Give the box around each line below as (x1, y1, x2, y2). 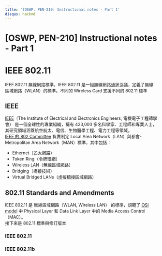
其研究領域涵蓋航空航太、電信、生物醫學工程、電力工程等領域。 (5, 128, 132, 133)
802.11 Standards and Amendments (5, 189, 115, 197)
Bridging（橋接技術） (12, 168, 55, 174)
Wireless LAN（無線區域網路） (12, 162, 74, 168)
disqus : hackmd (5, 12, 36, 16)
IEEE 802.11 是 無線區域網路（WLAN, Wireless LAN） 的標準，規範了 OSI (5, 202, 149, 208)
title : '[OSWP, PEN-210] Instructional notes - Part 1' (5, 7, 120, 12)
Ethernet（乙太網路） (12, 150, 55, 156)
